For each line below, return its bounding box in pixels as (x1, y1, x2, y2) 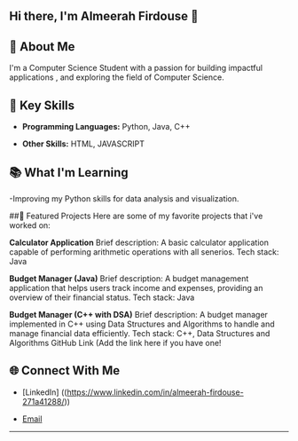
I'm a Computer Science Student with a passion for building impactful (9, 63, 263, 74)
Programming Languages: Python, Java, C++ (21, 122, 191, 132)
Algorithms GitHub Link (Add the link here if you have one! (9, 337, 222, 348)
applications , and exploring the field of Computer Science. (9, 72, 224, 83)
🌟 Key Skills (9, 98, 75, 113)
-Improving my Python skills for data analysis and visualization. (9, 193, 239, 204)
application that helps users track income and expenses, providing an (9, 282, 263, 293)
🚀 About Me (9, 39, 75, 54)
